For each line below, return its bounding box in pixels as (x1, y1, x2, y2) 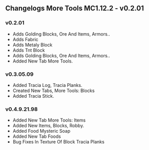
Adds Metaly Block (12, 42, 53, 48)
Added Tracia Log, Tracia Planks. (12, 82, 83, 88)
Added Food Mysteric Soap (12, 128, 70, 134)
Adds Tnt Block (12, 47, 45, 53)
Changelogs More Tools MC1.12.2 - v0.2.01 (5, 4, 144, 13)
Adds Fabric (12, 36, 39, 42)
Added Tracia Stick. (12, 93, 55, 99)
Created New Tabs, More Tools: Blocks (12, 87, 95, 94)
